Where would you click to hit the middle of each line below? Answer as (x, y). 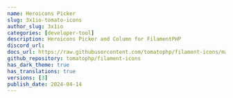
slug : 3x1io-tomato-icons (44, 20)
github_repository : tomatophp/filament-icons (74, 59)
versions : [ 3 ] (28, 78)
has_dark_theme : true (38, 65)
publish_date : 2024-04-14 (44, 84)
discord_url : (26, 46)
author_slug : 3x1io (35, 26)
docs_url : (21, 52)
